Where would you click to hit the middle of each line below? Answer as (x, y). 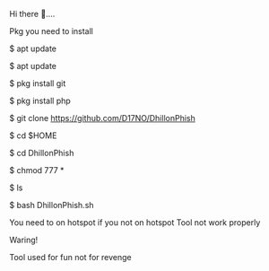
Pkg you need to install (52, 31)
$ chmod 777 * (37, 170)
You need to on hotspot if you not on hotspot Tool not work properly (135, 223)
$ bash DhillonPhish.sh (52, 205)
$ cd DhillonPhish (42, 153)
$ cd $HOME (33, 135)
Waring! (24, 240)
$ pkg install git (38, 83)
